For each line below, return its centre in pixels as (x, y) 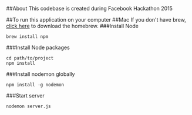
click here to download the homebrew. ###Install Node (73, 26)
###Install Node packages (38, 47)
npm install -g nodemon (35, 85)
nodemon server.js (28, 106)
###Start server (26, 95)
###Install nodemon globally (41, 74)
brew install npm (27, 37)
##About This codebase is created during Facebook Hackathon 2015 (90, 8)
